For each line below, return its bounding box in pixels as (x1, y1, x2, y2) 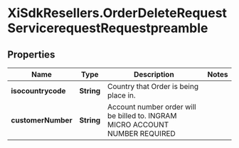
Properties (7, 48, 55, 60)
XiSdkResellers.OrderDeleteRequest (7, 5, 228, 21)
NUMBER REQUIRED (107, 129, 176, 138)
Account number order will (107, 102, 197, 112)
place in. (107, 90, 137, 100)
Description (134, 70, 174, 79)
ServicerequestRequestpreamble (7, 20, 208, 36)
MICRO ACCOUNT (107, 120, 169, 129)
